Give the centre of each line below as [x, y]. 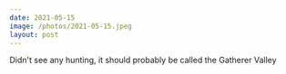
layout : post [34, 34]
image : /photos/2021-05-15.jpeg [71, 26]
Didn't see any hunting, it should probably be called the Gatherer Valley [143, 60]
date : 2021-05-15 [42, 18]
